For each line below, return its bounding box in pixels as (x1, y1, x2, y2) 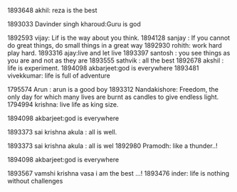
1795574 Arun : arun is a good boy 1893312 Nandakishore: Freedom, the (7, 85, 219, 93)
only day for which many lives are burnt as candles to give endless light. (7, 92, 219, 101)
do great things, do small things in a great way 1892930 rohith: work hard (7, 41, 222, 49)
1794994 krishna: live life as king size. (7, 100, 119, 109)
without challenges (7, 177, 63, 185)
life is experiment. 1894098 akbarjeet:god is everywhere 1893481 (7, 64, 199, 72)
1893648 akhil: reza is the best (7, 6, 98, 14)
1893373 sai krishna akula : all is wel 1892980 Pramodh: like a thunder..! (7, 142, 218, 150)
